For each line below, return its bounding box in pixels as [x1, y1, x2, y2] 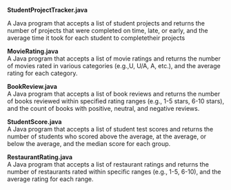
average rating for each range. [7, 175, 94, 183]
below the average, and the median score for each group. [7, 140, 171, 147]
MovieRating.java [7, 47, 59, 55]
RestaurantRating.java [7, 153, 73, 161]
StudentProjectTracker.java [7, 6, 88, 14]
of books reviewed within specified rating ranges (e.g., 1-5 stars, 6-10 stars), [7, 97, 225, 105]
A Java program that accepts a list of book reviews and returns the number [7, 89, 221, 98]
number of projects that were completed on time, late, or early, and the [7, 27, 208, 34]
